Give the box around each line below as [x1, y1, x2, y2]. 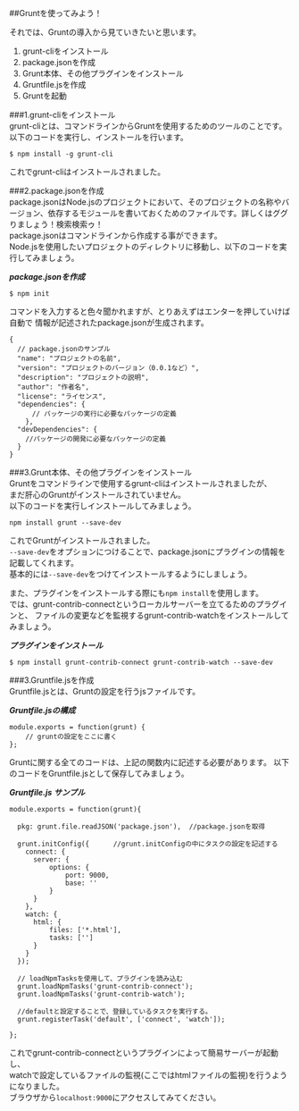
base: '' [65, 879, 98, 888]
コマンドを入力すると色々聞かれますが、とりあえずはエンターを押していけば [9, 307, 291, 316]
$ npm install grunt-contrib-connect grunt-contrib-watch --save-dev [9, 658, 274, 667]
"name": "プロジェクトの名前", [17, 354, 122, 363]
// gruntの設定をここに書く [25, 732, 118, 741]
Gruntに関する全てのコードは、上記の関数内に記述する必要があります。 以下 [9, 757, 290, 767]
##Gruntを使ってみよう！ [9, 8, 103, 18]
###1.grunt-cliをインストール [9, 110, 116, 120]
